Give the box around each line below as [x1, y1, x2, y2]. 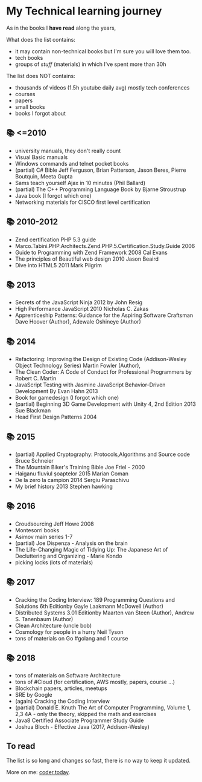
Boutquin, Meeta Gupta [14, 172, 73, 180]
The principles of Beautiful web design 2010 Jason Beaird [14, 255, 159, 262]
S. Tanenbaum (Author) [14, 615, 74, 622]
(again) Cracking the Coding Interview [14, 697, 110, 705]
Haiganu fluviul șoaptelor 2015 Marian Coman [14, 470, 128, 477]
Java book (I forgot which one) [14, 192, 92, 199]
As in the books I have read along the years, [6, 24, 116, 31]
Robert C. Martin [14, 375, 57, 382]
